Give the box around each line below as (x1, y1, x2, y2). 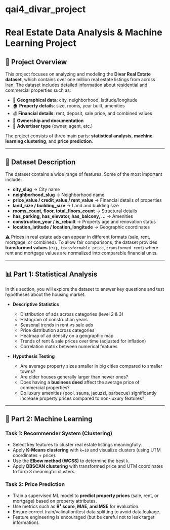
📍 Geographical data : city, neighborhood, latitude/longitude (12, 97, 138, 103)
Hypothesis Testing (12, 353, 55, 359)
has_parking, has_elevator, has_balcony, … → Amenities (12, 213, 133, 219)
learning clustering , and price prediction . (5, 138, 94, 144)
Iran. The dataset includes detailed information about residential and (5, 82, 148, 88)
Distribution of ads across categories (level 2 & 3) (20, 311, 124, 317)
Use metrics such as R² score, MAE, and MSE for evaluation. (12, 503, 140, 509)
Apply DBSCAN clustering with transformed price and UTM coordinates (12, 463, 163, 469)
